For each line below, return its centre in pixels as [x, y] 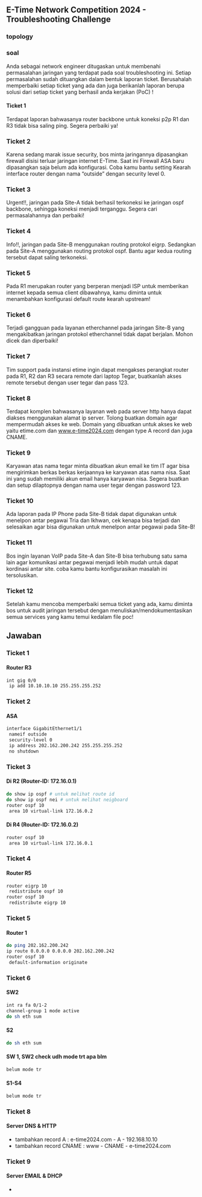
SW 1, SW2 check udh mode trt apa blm [57, 1057]
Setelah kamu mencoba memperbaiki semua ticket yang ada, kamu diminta [99, 604]
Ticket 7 [18, 357]
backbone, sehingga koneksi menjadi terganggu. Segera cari [82, 209]
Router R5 [19, 873]
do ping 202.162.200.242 [37, 946]
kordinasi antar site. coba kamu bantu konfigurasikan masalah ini [87, 569]
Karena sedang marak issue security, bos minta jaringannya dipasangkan [97, 154]
